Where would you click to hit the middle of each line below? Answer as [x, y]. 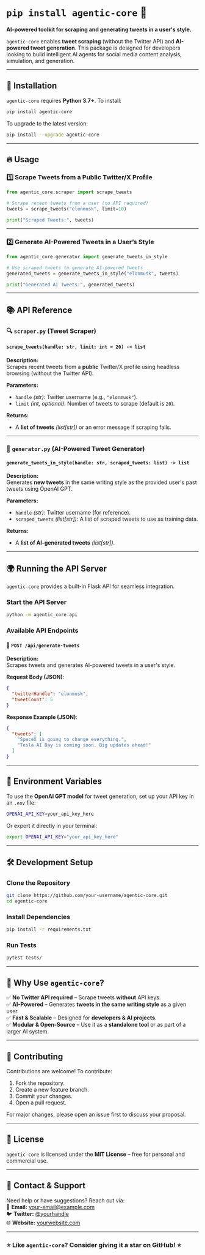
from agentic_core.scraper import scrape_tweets [69, 192]
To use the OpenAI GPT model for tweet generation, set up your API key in [100, 796]
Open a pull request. [41, 1102]
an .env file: [21, 803]
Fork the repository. [40, 1083]
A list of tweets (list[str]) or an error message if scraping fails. [93, 427]
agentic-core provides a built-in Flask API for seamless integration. [91, 586]
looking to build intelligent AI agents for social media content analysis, [94, 54]
